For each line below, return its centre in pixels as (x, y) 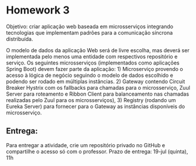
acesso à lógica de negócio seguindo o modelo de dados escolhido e (90, 75)
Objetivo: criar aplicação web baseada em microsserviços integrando (90, 26)
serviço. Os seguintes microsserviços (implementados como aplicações (93, 63)
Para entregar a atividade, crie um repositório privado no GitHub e (86, 145)
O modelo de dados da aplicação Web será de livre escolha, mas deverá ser (98, 50)
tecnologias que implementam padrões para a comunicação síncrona (90, 32)
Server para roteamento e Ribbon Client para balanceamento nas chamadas (97, 94)
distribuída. (20, 39)
